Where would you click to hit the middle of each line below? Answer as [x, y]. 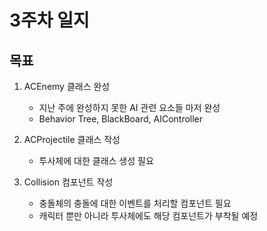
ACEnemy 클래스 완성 [67, 86]
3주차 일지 [49, 20]
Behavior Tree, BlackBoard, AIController [121, 119]
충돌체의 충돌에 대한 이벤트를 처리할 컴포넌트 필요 [135, 203]
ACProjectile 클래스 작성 [72, 139]
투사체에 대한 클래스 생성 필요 [96, 160]
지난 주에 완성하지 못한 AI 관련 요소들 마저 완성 [129, 107]
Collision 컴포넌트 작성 [68, 182]
